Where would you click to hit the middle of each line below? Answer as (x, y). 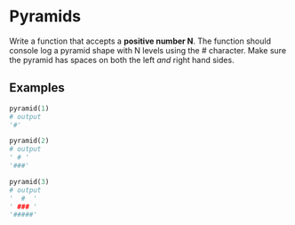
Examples (37, 88)
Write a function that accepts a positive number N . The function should (140, 41)
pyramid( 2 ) (29, 141)
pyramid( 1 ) (29, 108)
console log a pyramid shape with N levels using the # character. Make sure (148, 50)
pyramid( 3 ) (29, 181)
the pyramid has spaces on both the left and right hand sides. (122, 60)
